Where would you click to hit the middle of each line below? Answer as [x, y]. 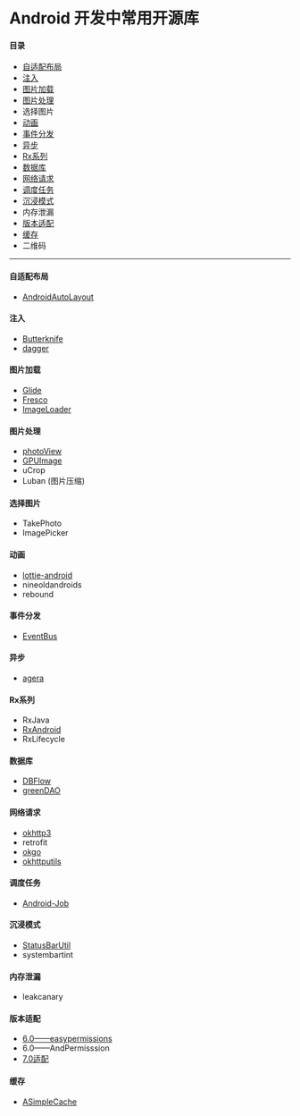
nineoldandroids [52, 584]
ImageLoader [46, 409]
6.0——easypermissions [67, 1039]
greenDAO [41, 790]
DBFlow [37, 781]
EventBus [40, 636]
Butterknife [43, 338]
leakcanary [43, 997]
